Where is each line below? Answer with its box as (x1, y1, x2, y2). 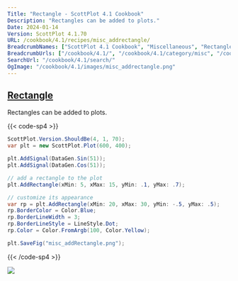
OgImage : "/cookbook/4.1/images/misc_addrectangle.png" (7, 63, 176, 70)
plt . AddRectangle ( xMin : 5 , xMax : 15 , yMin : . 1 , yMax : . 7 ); (7, 181, 186, 188)
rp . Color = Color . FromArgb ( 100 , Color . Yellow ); (7, 227, 151, 234)
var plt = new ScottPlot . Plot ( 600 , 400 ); (7, 143, 132, 150)
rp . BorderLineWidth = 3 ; (7, 214, 81, 221)
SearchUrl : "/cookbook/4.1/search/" (7, 57, 115, 64)
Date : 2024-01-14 (7, 23, 59, 31)
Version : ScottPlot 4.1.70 (7, 30, 87, 38)
